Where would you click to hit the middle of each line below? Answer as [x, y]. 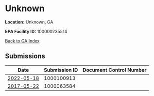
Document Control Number [114, 70]
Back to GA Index [22, 41]
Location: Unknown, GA [29, 22]
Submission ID [61, 70]
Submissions [25, 56]
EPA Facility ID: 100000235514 [36, 31]
